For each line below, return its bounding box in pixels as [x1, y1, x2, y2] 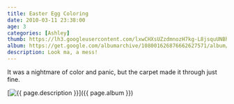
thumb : [7, 36, 26, 43]
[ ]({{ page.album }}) [7, 88, 134, 97]
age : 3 [7, 23, 26, 30]
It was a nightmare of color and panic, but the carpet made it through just [7, 67, 217, 76]
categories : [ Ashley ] [7, 29, 70, 37]
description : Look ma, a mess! [7, 49, 98, 56]
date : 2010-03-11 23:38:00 [7, 17, 86, 24]
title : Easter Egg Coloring [7, 10, 89, 17]
